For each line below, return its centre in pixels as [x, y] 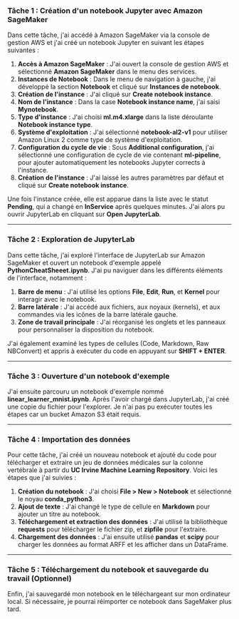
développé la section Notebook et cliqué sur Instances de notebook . [119, 87]
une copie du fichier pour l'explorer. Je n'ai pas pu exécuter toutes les [110, 406]
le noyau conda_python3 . [56, 499]
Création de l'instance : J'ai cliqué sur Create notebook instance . [115, 94]
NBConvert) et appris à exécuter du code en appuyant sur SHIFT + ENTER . [117, 351]
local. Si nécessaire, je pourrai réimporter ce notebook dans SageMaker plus [119, 602]
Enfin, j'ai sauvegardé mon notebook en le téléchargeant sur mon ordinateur [119, 594]
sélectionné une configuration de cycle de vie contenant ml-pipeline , [119, 155]
